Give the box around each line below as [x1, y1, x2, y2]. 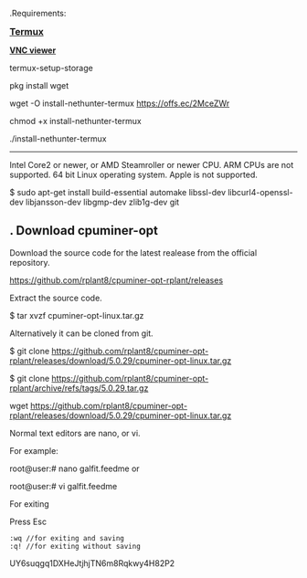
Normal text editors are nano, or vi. [9, 427, 141, 438]
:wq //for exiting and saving [9, 533, 125, 542]
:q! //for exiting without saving [9, 541, 142, 551]
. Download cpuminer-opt [9, 223, 158, 238]
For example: [9, 445, 59, 456]
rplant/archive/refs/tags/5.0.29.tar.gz [9, 383, 149, 394]
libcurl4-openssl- [228, 187, 294, 197]
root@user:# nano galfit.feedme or [9, 463, 140, 474]
